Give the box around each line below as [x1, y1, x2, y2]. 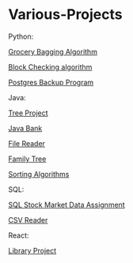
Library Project [8, 246, 57, 255]
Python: [8, 32, 34, 41]
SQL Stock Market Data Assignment [8, 200, 125, 209]
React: [8, 231, 29, 240]
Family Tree [8, 154, 47, 163]
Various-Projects [8, 6, 123, 24]
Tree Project [8, 108, 49, 118]
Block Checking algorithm [8, 62, 93, 72]
